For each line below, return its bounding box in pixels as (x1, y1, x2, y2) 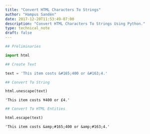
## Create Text (5, 62, 37, 67)
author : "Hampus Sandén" (5, 12, 57, 17)
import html (5, 53, 30, 58)
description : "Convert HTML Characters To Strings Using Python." (5, 21, 146, 26)
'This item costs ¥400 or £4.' (5, 98, 70, 103)
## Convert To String (5, 80, 50, 85)
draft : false (5, 30, 32, 35)
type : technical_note (5, 26, 50, 31)
